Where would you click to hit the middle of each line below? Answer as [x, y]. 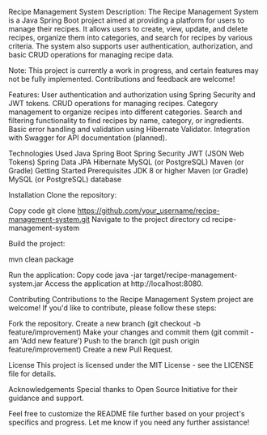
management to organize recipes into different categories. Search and [125, 112]
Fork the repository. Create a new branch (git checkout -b [104, 324]
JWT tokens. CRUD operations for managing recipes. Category [113, 103]
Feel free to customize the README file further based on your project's [127, 414]
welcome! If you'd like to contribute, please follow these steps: [112, 308]
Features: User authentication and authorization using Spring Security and [132, 95]
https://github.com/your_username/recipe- [149, 211]
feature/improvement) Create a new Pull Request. [91, 349]
